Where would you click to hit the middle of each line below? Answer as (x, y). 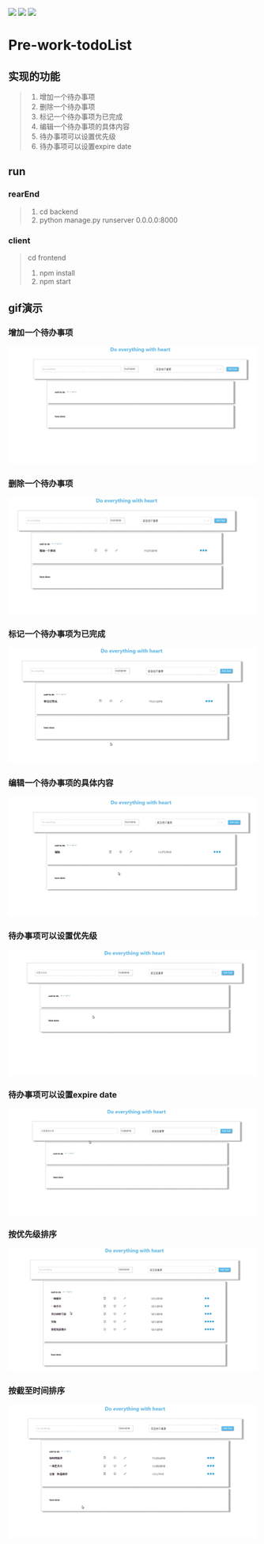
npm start (55, 281)
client (19, 240)
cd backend (59, 211)
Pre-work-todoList (70, 46)
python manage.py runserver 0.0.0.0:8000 (108, 220)
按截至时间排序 (37, 1391)
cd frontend (47, 257)
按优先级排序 (33, 1234)
